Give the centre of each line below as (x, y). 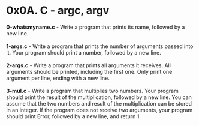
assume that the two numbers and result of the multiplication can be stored (99, 103)
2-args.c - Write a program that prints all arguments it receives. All (88, 65)
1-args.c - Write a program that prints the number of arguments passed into (100, 46)
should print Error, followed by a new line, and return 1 (73, 116)
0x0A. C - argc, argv (58, 10)
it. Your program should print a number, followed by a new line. (84, 52)
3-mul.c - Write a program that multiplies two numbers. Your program (92, 91)
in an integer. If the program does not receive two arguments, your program (99, 110)
